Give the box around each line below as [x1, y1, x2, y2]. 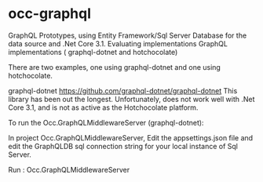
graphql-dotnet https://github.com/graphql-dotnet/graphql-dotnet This [8, 86, 238, 95]
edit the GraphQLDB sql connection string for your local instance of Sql [8, 141, 238, 151]
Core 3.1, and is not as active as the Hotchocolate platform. [8, 103, 199, 112]
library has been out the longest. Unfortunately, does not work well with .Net [8, 94, 255, 104]
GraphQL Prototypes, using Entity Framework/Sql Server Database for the [8, 31, 247, 40]
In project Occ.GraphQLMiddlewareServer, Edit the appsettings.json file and [8, 133, 254, 142]
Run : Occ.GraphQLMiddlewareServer [8, 165, 130, 174]
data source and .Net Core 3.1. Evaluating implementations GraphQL [8, 38, 228, 48]
